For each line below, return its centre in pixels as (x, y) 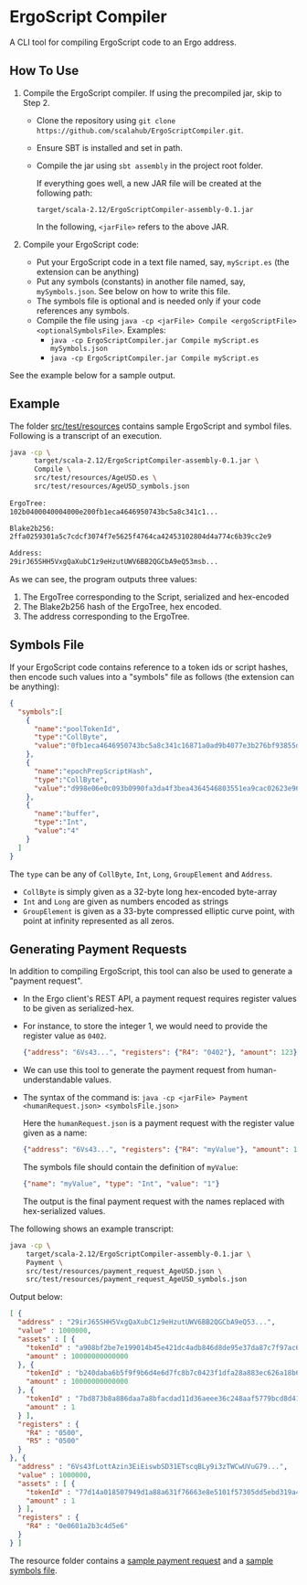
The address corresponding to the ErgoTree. (106, 617)
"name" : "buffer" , (67, 814)
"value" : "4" (56, 831)
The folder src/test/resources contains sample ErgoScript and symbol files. (151, 426)
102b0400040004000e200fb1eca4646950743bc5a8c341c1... (114, 512)
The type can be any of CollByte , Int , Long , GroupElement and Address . (141, 874)
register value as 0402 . (64, 1036)
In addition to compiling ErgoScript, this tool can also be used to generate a (151, 972)
